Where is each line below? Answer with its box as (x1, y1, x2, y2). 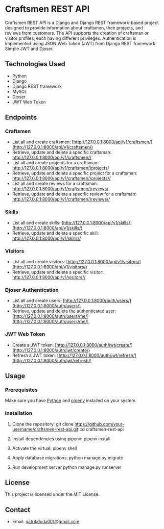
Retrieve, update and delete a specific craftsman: (12, 150, 112, 155)
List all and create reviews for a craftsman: (12, 180, 98, 187)
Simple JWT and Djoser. (5, 46, 54, 51)
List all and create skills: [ (12, 220, 64, 226)
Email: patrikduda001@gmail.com (12, 519, 80, 525)
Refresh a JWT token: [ (12, 352, 59, 358)
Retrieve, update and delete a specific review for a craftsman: (12, 191, 137, 197)
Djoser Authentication (5, 286, 59, 293)
